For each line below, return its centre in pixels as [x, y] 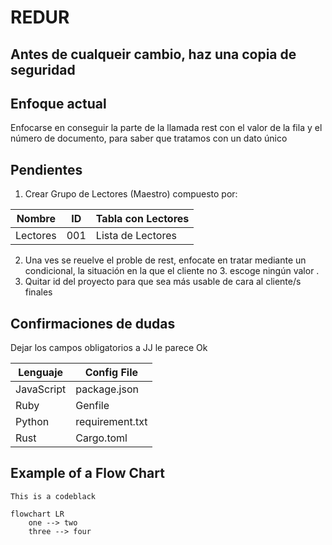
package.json [107, 389]
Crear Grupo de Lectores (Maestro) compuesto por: [131, 194]
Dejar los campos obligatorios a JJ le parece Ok [109, 348]
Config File [111, 373]
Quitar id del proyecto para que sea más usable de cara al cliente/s [163, 282]
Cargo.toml [101, 438]
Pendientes [46, 169]
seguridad [43, 69]
